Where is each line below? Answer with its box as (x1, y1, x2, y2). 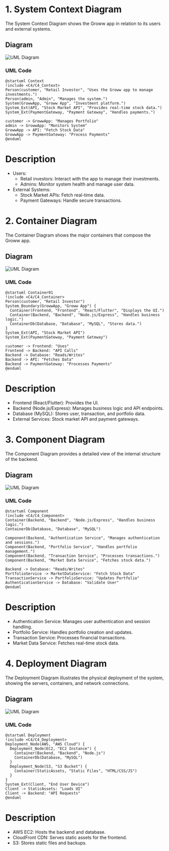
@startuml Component (5, 509, 49, 514)
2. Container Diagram (5, 215, 97, 227)
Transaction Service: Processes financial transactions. (12, 634, 126, 640)
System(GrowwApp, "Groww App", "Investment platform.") (5, 101, 126, 106)
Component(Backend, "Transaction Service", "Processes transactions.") (5, 553, 160, 559)
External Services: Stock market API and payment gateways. (12, 416, 140, 422)
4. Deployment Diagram (5, 658, 107, 669)
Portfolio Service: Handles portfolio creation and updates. (12, 629, 133, 635)
